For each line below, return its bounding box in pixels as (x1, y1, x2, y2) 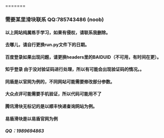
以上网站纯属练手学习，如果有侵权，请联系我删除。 (5, 29, 110, 35)
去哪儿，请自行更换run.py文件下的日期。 (5, 42, 89, 48)
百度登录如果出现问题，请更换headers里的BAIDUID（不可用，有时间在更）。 (5, 54, 161, 60)
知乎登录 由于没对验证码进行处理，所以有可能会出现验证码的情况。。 (5, 66, 144, 72)
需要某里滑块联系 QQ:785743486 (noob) (5, 16, 104, 23)
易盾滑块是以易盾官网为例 (5, 116, 58, 122)
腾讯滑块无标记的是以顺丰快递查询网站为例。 (5, 103, 97, 110)
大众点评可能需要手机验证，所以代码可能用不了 (5, 91, 101, 97)
